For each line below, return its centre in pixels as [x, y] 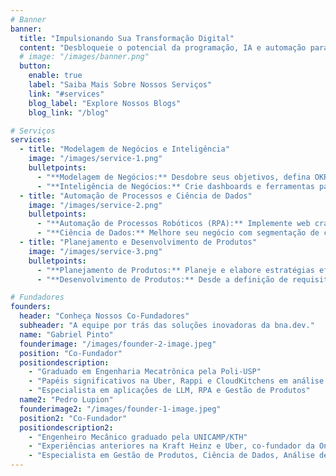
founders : [31, 307]
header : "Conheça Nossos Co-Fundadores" [104, 316]
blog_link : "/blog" [69, 112]
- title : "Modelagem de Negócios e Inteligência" [124, 149]
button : [35, 66]
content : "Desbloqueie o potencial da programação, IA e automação [163, 47]
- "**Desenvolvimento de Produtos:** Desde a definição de [162, 279]
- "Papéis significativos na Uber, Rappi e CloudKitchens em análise [176, 381]
